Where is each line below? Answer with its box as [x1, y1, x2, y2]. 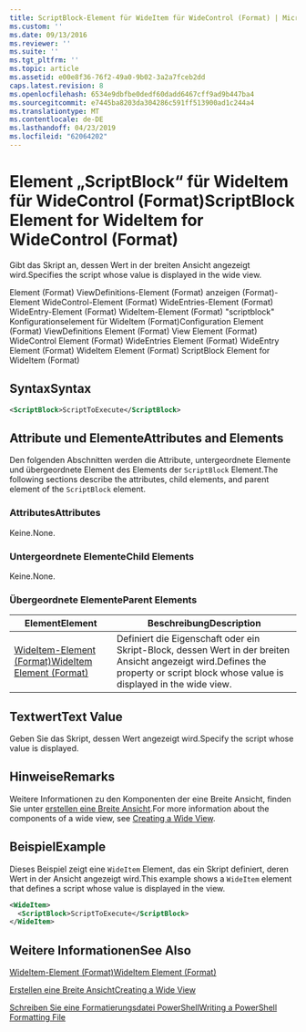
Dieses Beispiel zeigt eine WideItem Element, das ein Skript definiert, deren [9, 863, 290, 874]
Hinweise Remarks [9, 769, 116, 785]
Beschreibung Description [147, 617, 261, 630]
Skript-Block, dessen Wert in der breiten [117, 644, 291, 656]
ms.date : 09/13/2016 [9, 30, 88, 39]
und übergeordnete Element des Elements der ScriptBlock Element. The [9, 464, 279, 475]
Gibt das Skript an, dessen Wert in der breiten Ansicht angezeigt [9, 259, 250, 270]
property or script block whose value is [117, 666, 284, 679]
